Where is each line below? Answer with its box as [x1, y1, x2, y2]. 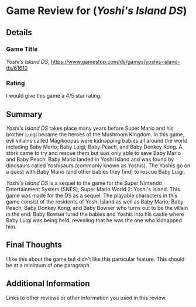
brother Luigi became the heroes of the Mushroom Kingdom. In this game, [6, 130, 185, 138]
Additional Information [6, 279, 90, 289]
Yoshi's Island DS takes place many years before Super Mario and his [6, 125, 174, 132]
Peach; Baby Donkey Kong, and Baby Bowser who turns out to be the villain [6, 204, 188, 211]
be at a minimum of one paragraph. [6, 261, 91, 268]
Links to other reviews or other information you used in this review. [6, 294, 167, 301]
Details [6, 27, 32, 37]
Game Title [6, 45, 38, 53]
